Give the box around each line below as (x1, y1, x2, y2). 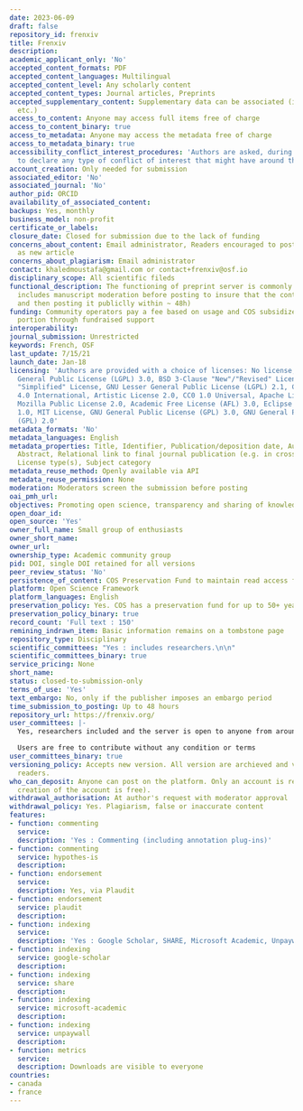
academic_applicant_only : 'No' (9, 55, 127, 64)
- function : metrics (9, 1045, 87, 1055)
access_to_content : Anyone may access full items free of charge (9, 114, 260, 123)
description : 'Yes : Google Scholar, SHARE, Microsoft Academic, (17, 937, 269, 946)
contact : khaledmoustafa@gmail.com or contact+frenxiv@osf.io (9, 266, 248, 275)
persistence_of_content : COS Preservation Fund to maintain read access (9, 575, 289, 585)
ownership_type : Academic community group (9, 550, 171, 560)
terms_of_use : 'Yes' (9, 685, 87, 694)
